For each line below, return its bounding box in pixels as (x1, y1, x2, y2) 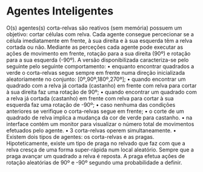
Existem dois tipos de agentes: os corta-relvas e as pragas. (6, 133, 155, 140)
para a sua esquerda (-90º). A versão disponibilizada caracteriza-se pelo (6, 56, 189, 63)
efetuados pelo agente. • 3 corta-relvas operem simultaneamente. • (6, 127, 177, 134)
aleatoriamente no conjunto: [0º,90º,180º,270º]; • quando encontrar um (6, 75, 186, 83)
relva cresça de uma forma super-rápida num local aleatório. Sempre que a (6, 146, 194, 153)
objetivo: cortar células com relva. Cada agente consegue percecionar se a (6, 30, 194, 37)
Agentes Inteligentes (6, 4, 114, 18)
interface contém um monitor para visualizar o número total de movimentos (6, 120, 195, 127)
